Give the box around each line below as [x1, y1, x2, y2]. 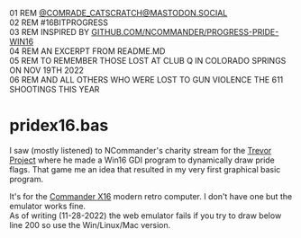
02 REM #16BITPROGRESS [9, 17, 109, 28]
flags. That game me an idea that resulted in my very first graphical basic [9, 163, 281, 174]
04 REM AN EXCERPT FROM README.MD [9, 46, 166, 57]
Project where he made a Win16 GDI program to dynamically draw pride [9, 154, 275, 165]
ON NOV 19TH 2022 [9, 65, 84, 75]
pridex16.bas [9, 116, 109, 136]
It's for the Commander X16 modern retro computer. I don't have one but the [9, 190, 293, 201]
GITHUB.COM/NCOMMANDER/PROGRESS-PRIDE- [91, 27, 279, 37]
